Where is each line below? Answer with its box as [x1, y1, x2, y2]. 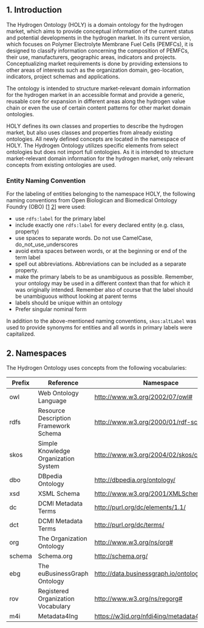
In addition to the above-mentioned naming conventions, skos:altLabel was [6, 317, 197, 325]
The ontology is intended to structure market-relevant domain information [6, 85, 191, 92]
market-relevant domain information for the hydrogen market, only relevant [6, 155, 194, 162]
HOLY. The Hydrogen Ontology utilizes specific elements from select [6, 141, 178, 149]
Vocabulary [38, 602, 71, 610]
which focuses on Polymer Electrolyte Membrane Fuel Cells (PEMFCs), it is [6, 40, 194, 48]
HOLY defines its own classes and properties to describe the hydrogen [6, 122, 183, 130]
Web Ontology [38, 389, 79, 397]
